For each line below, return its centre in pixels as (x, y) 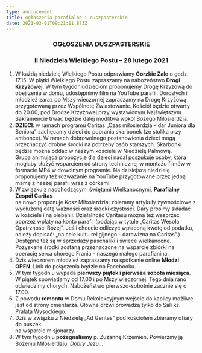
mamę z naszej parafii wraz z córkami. (63, 183)
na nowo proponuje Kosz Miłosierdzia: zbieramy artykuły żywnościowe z (105, 202)
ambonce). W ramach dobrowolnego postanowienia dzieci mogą (95, 138)
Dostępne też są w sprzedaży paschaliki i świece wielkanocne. (93, 241)
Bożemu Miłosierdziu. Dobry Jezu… (59, 343)
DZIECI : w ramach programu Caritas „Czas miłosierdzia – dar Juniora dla (105, 125)
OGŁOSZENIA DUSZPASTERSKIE (101, 44)
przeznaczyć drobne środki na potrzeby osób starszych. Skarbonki (98, 144)
